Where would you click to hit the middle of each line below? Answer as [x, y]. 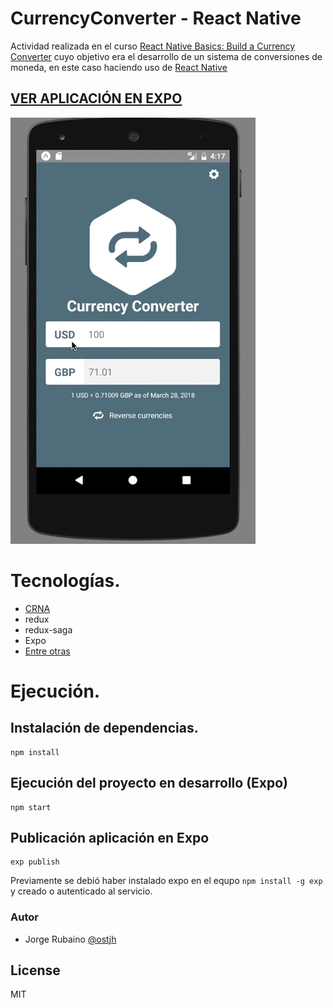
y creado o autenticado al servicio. [81, 891]
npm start [31, 807]
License [35, 970]
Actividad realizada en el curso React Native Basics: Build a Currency [153, 46]
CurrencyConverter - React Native [156, 18]
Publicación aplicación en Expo [110, 837]
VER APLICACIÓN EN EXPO [96, 98]
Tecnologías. [65, 580]
